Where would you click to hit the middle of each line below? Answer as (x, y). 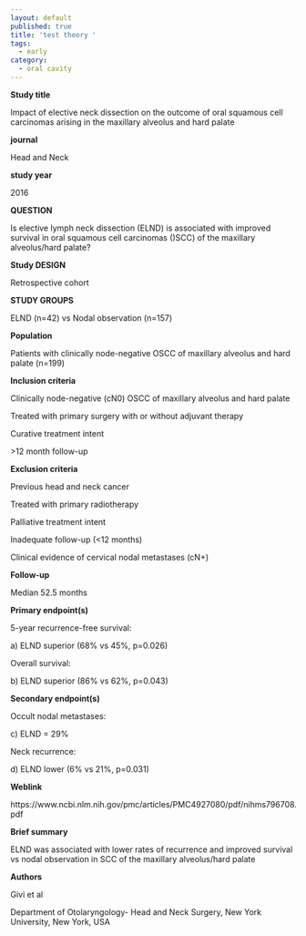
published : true (41, 26)
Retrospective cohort (50, 283)
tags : (20, 43)
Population (31, 335)
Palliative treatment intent (58, 521)
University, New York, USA (60, 921)
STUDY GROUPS (42, 300)
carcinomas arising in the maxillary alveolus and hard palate (122, 122)
